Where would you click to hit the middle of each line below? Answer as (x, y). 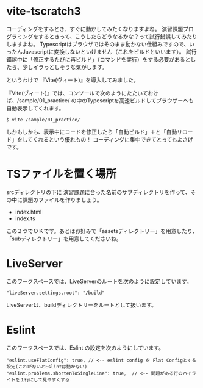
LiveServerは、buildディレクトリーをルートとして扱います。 (82, 305)
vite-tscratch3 (44, 11)
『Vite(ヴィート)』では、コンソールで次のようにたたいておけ (83, 93)
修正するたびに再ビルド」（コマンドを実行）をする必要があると (112, 59)
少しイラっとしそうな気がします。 (65, 67)
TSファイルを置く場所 (62, 174)
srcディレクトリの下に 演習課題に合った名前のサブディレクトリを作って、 (98, 192)
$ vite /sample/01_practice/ (43, 120)
